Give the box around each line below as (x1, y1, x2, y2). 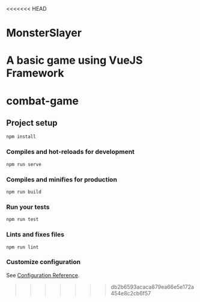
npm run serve (6, 161, 42, 167)
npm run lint (6, 244, 39, 250)
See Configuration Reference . (6, 271, 80, 279)
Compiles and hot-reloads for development (6, 147, 135, 156)
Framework (6, 66, 64, 80)
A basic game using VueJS (6, 54, 143, 67)
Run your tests (6, 203, 50, 211)
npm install (6, 134, 36, 140)
